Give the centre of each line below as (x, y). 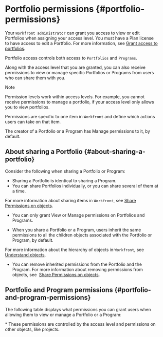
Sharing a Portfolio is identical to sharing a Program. (64, 180)
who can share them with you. (35, 78)
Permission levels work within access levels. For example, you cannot (75, 97)
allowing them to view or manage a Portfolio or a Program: (63, 315)
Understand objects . (26, 254)
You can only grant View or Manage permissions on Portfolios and (78, 215)
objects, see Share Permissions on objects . (56, 274)
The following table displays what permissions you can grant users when (78, 309)
